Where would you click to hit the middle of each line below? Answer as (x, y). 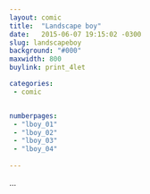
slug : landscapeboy (46, 42)
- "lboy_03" (35, 141)
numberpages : (33, 116)
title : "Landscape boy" (55, 26)
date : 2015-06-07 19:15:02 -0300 (75, 34)
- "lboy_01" (35, 124)
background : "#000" (46, 51)
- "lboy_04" (35, 149)
